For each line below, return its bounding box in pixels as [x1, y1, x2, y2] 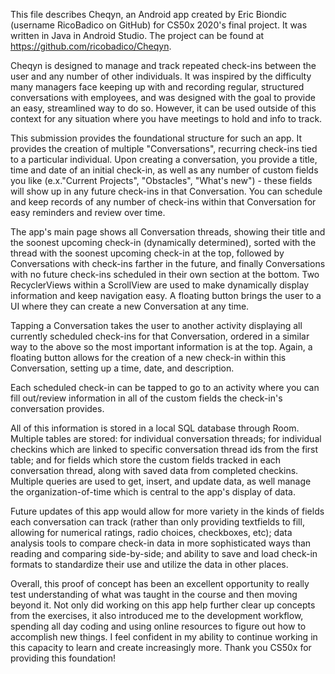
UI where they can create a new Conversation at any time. [10, 300, 250, 312]
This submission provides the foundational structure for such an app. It [10, 132, 303, 144]
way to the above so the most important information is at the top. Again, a [10, 341, 313, 353]
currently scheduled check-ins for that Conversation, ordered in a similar [10, 330, 310, 342]
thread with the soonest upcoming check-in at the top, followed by [10, 247, 285, 259]
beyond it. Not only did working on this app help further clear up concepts [10, 599, 316, 611]
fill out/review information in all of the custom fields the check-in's [10, 392, 283, 404]
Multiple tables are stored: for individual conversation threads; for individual [10, 433, 322, 444]
